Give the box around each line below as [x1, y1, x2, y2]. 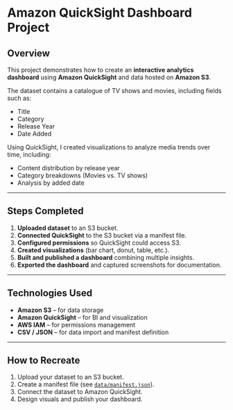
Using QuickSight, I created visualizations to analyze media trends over [7, 143, 210, 151]
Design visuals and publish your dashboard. [17, 395, 143, 404]
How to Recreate [7, 354, 80, 366]
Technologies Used [7, 287, 92, 300]
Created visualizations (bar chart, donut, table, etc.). [17, 245, 170, 254]
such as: [7, 94, 32, 102]
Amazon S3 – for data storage [17, 306, 104, 314]
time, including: [7, 151, 51, 158]
